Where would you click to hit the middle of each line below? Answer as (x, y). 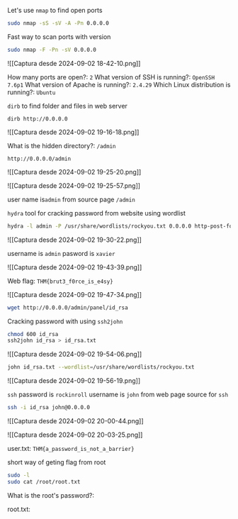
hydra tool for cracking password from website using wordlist (97, 213)
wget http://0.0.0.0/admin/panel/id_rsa (68, 308)
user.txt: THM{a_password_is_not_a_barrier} (71, 448)
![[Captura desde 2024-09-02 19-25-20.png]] (74, 172)
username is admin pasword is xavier (61, 253)
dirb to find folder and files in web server (67, 106)
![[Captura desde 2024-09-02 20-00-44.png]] (75, 421)
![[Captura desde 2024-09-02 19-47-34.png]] (75, 294)
